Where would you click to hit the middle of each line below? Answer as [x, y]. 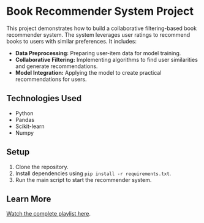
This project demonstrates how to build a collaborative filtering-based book [102, 28]
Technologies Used [44, 98]
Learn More [29, 199]
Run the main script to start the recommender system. [83, 180]
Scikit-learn [30, 126]
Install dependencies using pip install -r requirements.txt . [93, 173]
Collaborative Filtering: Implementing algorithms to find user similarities [106, 59]
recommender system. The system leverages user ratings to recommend [98, 34]
